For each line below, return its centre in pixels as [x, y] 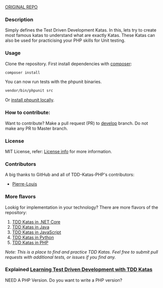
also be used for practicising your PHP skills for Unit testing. [65, 40]
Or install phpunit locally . [30, 100]
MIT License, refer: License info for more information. [59, 151]
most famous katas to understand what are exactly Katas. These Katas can [80, 35]
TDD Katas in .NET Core [36, 222]
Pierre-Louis [25, 184]
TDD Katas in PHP [30, 242]
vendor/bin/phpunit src [29, 91]
